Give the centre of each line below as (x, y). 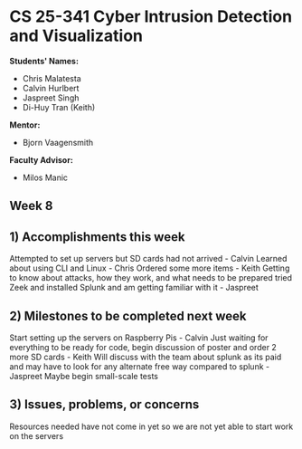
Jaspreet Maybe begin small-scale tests (84, 376)
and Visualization (76, 36)
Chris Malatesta (52, 78)
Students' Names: (44, 61)
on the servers (37, 435)
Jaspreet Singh (51, 98)
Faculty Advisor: (42, 159)
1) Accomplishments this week (97, 237)
